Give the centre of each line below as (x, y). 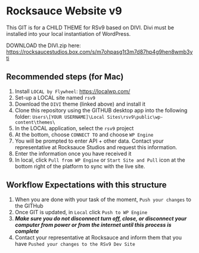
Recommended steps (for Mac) (65, 77)
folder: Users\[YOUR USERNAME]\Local (60, 116)
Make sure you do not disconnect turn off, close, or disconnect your (101, 218)
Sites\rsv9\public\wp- (135, 117)
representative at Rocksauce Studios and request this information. (96, 147)
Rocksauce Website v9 (64, 11)
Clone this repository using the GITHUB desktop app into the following (101, 110)
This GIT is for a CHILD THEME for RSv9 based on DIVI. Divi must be (90, 27)
